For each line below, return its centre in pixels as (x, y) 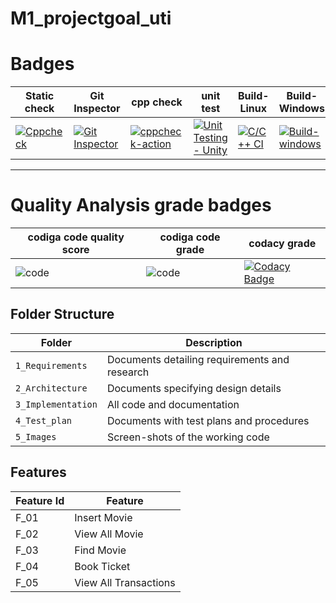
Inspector (97, 109)
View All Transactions (125, 582)
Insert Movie (103, 517)
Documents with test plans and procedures (208, 420)
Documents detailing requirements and (198, 359)
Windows (301, 109)
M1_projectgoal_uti (91, 18)
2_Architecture (51, 388)
